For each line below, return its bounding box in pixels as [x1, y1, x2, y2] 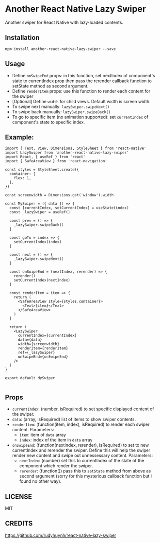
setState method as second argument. [12, 83, 89, 88]
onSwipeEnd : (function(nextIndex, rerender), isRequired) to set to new [12, 442, 149, 448]
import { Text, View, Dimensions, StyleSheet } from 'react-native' [5, 146, 146, 151]
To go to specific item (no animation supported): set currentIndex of [12, 114, 149, 120]
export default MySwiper [5, 376, 55, 381]
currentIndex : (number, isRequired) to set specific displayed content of [12, 406, 154, 412]
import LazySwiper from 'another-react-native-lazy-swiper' [5, 150, 129, 155]
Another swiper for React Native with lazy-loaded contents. [5, 19, 124, 25]
